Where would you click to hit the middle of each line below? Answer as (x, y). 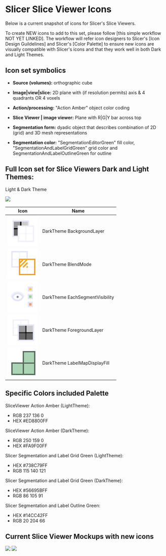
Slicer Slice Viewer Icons (58, 9)
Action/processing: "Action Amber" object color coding (71, 108)
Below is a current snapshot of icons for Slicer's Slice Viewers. (71, 23)
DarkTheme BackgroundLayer (73, 231)
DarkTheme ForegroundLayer (73, 330)
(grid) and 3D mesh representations (50, 133)
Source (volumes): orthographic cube (52, 82)
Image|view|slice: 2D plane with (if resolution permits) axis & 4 (79, 93)
